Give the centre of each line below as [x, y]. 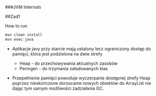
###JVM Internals [23, 7]
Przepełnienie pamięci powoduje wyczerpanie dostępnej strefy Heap [81, 78]
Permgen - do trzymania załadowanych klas [64, 68]
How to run [16, 26]
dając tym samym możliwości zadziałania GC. [58, 88]
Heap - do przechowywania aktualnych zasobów [68, 63]
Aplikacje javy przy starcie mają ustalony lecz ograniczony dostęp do [81, 49]
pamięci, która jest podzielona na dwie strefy [57, 54]
